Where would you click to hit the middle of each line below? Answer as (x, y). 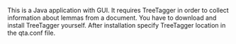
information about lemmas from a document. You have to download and (112, 18)
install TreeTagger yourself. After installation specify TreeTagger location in (117, 25)
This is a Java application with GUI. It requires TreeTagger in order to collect (118, 10)
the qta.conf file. (32, 33)
